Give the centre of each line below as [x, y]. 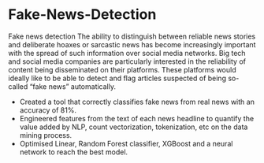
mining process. [46, 135]
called [18, 86]
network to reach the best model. [74, 152]
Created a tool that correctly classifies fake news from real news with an [137, 102]
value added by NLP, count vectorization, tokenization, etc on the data [134, 127]
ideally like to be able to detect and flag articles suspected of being [117, 78]
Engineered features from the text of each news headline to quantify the [137, 118]
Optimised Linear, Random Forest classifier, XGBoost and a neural [126, 143]
